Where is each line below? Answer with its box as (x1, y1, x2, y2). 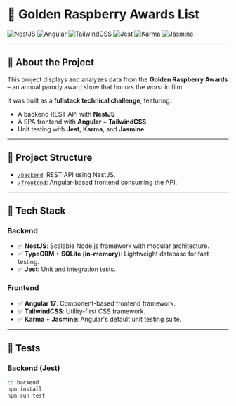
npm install (7, 386, 42, 393)
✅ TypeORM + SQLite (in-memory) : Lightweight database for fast (17, 249, 209, 258)
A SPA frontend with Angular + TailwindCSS (17, 117, 147, 126)
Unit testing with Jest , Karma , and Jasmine (17, 124, 145, 133)
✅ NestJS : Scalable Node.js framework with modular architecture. (17, 242, 209, 250)
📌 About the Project (7, 56, 95, 69)
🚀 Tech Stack (7, 204, 66, 216)
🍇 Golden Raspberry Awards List (7, 6, 200, 22)
